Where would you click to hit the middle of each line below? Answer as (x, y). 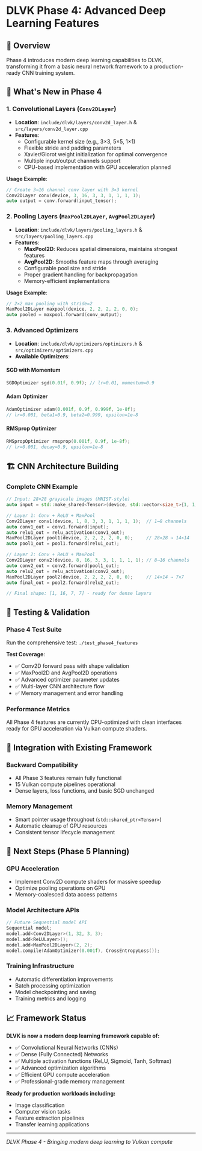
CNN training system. (48, 73)
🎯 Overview (28, 46)
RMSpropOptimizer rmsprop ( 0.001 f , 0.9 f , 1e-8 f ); (68, 441)
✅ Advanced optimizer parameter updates (67, 680)
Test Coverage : (26, 655)
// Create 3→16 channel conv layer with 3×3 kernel (72, 190)
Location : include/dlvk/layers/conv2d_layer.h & (76, 122)
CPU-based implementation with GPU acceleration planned (97, 167)
